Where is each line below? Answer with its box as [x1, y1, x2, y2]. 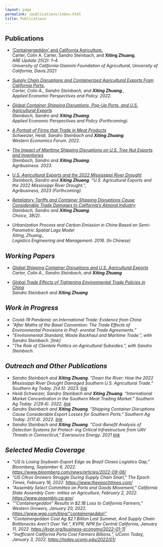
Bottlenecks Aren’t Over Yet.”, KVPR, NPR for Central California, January [12, 521, 158, 527]
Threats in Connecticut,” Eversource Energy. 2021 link [12, 432, 120, 438]
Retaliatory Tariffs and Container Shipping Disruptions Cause [12, 197, 135, 203]
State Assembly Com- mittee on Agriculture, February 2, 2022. [12, 490, 138, 496]
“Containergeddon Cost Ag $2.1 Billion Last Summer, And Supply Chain [12, 516, 155, 522]
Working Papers [5, 252, 55, 260]
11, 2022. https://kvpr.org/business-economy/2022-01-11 [12, 526, 126, 532]
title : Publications [5, 16, 47, 21]
